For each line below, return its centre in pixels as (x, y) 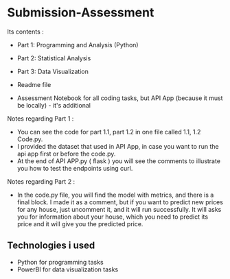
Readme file (34, 84)
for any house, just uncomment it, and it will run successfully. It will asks (119, 209)
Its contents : (26, 32)
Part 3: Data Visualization (53, 71)
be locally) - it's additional (54, 105)
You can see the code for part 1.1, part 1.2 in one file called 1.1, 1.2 (109, 132)
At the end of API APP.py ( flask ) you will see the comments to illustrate (119, 161)
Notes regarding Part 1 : (41, 119)
